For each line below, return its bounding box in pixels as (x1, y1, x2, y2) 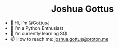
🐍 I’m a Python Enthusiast (10, 25, 63, 31)
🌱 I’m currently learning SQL (10, 30, 69, 36)
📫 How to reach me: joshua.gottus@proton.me (10, 36, 109, 42)
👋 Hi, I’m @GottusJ (10, 20, 50, 26)
